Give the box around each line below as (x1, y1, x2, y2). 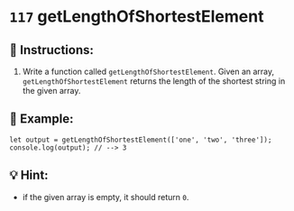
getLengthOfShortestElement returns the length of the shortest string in (22, 76, 286, 87)
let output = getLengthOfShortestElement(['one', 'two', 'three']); (9, 135, 272, 144)
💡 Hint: (9, 168, 49, 183)
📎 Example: (9, 111, 74, 127)
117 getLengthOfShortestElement (9, 6, 264, 27)
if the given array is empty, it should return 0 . (22, 191, 189, 202)
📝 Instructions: (9, 42, 95, 58)
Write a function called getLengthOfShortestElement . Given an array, (22, 66, 275, 77)
